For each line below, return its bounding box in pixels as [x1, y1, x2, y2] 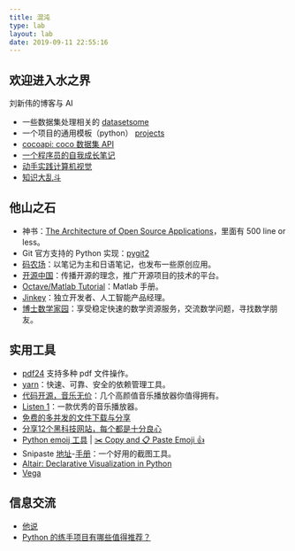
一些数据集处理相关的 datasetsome [21, 117, 149, 128]
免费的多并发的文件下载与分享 [21, 412, 131, 423]
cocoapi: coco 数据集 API [21, 139, 115, 150]
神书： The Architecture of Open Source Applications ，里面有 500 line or [21, 225, 286, 236]
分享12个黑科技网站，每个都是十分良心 [21, 423, 163, 434]
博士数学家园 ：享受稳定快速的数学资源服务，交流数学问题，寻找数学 [21, 303, 270, 314]
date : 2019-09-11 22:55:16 [9, 37, 109, 47]
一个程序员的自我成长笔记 [21, 150, 116, 160]
